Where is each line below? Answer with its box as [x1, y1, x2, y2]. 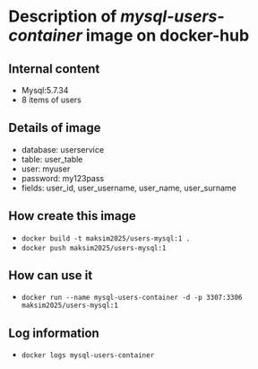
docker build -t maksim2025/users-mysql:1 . [21, 233, 191, 243]
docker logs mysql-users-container [21, 351, 155, 360]
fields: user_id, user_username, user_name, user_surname [21, 182, 236, 193]
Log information [8, 325, 99, 340]
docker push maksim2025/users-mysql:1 [21, 243, 167, 252]
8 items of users [21, 94, 82, 105]
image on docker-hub [85, 25, 250, 46]
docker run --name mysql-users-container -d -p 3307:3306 [21, 294, 243, 303]
